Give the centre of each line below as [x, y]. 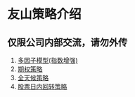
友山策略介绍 [45, 14]
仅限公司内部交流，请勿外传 [67, 42]
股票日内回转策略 [42, 87]
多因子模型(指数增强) [48, 60]
